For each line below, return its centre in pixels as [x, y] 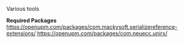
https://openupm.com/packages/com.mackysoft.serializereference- [92, 27]
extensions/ [21, 33]
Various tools [23, 9]
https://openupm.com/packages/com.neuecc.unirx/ [102, 33]
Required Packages [31, 20]
